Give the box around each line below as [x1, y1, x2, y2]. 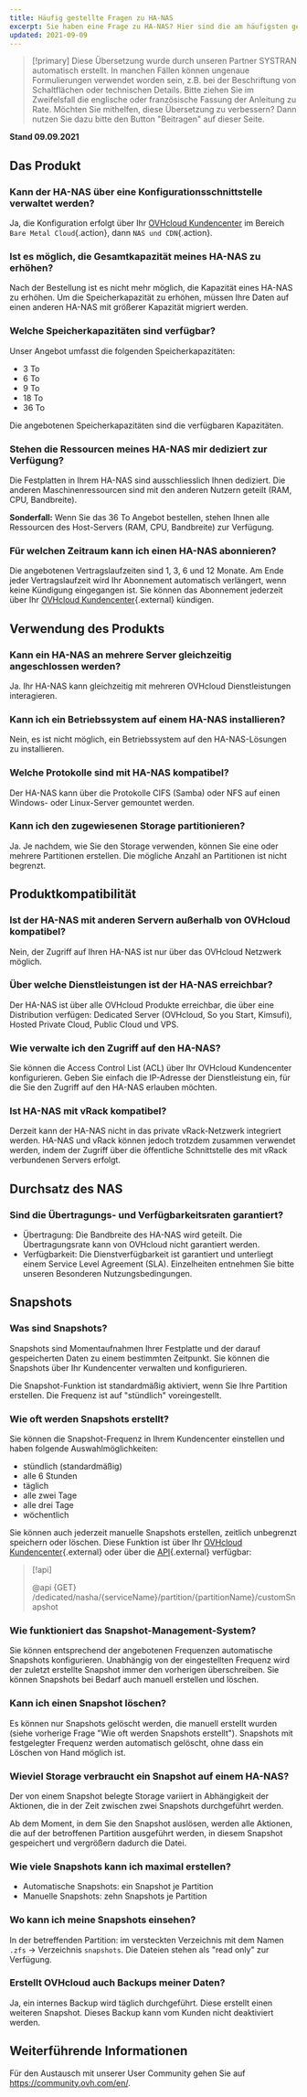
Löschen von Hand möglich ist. [9, 1747, 126, 1758]
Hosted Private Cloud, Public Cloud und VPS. [9, 1019, 180, 1030]
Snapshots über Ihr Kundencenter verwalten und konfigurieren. [9, 1362, 248, 1373]
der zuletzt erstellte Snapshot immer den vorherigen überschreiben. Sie [9, 1664, 280, 1675]
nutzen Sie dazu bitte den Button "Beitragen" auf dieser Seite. [31, 113, 265, 124]
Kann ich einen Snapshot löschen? [9, 1697, 167, 1710]
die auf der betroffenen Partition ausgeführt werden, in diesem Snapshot [9, 1827, 283, 1838]
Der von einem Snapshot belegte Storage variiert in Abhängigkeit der [9, 1790, 270, 1802]
